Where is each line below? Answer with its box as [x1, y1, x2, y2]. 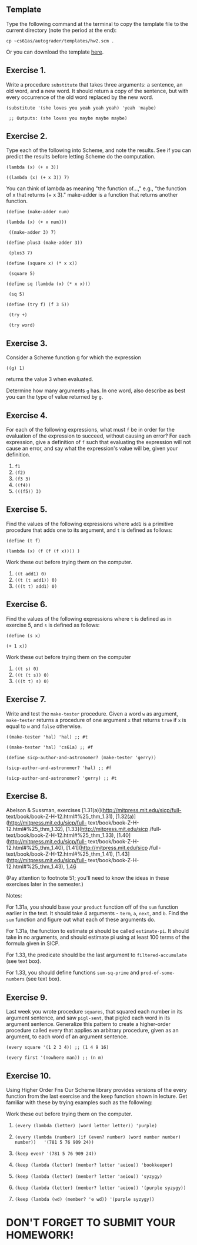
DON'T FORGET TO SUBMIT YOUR [6, 1216, 176, 1230]
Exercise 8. [6, 791, 48, 801]
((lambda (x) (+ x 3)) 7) [6, 175, 69, 181]
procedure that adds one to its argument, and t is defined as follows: [6, 527, 173, 534]
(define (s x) [6, 633, 41, 638]
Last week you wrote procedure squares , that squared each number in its [6, 1008, 183, 1015]
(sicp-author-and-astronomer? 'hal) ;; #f [6, 765, 112, 771]
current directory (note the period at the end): [6, 27, 117, 34]
